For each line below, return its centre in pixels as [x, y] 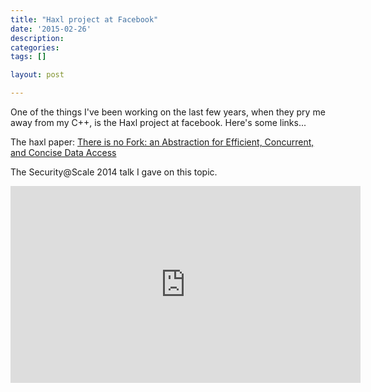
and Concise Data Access [63, 152]
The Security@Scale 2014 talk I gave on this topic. [114, 172]
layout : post [37, 75]
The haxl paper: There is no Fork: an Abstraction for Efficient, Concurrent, [162, 142]
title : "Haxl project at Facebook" [84, 19]
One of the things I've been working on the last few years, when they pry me [168, 112]
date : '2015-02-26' [51, 29]
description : [37, 38]
